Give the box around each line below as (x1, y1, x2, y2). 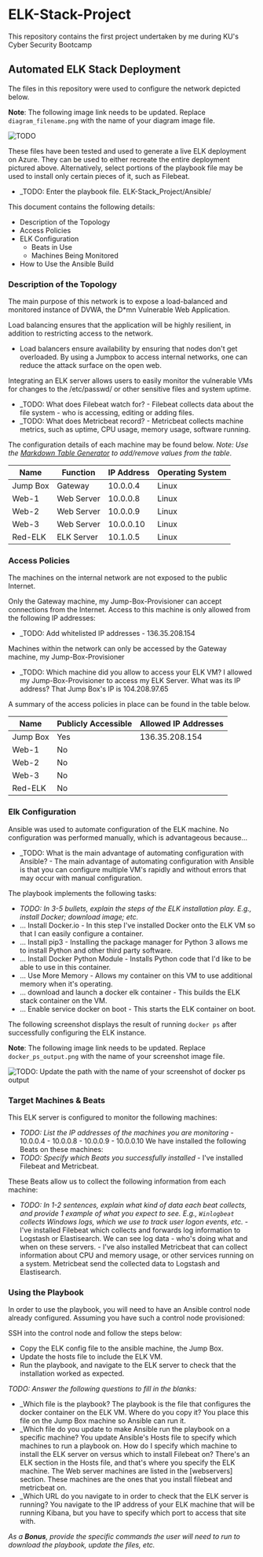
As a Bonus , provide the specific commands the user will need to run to (8, 1532, 241, 1541)
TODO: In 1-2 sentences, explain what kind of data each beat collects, (19, 1200, 247, 1210)
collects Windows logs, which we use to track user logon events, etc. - (19, 1217, 249, 1226)
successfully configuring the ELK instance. (8, 1027, 147, 1037)
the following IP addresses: (8, 613, 96, 623)
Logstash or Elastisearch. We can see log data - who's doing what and (19, 1233, 248, 1243)
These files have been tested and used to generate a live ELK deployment (8, 146, 247, 155)
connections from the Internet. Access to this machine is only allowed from (8, 605, 251, 615)
